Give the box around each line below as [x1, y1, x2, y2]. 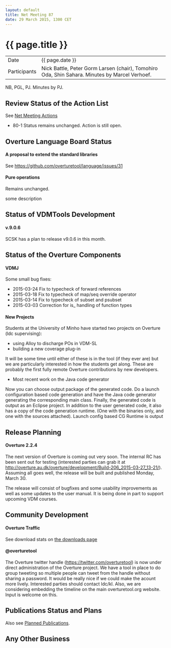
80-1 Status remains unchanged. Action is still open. [12, 123, 122, 129]
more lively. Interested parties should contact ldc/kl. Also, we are [5, 581, 141, 587]
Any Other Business [5, 634, 70, 643]
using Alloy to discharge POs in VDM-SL [12, 341, 98, 347]
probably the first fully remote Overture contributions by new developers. [5, 367, 159, 373]
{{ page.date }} [41, 57, 76, 64]
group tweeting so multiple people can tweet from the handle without [5, 570, 151, 576]
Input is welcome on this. [5, 591, 58, 598]
